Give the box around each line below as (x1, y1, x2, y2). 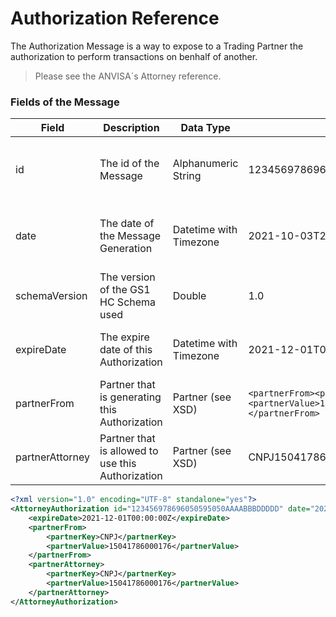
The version (99, 270, 156, 284)
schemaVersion (15, 289, 88, 303)
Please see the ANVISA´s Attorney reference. (34, 70, 222, 82)
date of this (99, 343, 153, 357)
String (172, 169, 202, 183)
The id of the (99, 157, 160, 171)
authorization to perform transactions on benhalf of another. (10, 50, 258, 62)
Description (103, 121, 160, 135)
